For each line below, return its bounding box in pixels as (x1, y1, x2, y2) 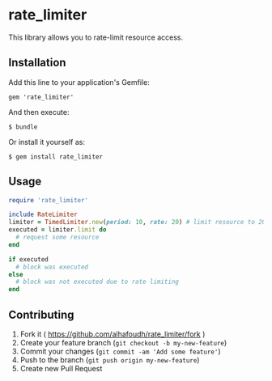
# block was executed (15, 263, 89, 271)
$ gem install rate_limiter (8, 152, 104, 161)
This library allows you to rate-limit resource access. (8, 32, 184, 42)
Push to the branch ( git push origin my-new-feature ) (19, 355, 200, 365)
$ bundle (8, 123, 38, 131)
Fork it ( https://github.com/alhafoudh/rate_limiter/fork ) (19, 329, 206, 339)
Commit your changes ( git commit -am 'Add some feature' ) (19, 346, 221, 356)
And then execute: (8, 107, 70, 116)
